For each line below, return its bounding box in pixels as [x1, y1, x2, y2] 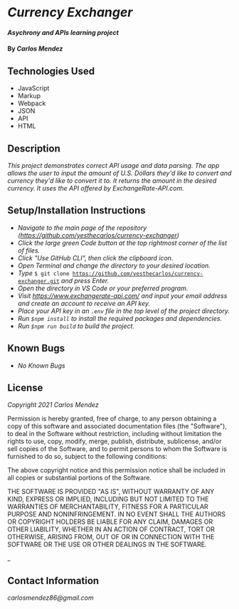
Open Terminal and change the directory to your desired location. [17, 261, 211, 270]
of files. [17, 246, 41, 255]
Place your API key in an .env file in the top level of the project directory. [17, 307, 230, 315]
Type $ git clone [17, 268, 70, 277]
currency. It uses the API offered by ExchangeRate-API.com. [7, 184, 185, 192]
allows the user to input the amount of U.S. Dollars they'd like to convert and [7, 169, 232, 177]
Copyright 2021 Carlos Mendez [7, 401, 100, 409]
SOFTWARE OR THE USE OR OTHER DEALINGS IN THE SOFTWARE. [7, 540, 207, 549]
